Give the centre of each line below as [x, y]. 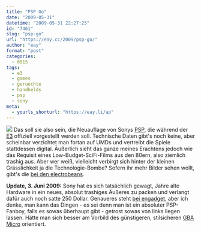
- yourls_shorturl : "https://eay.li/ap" [63, 112]
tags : [13, 67]
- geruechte [27, 84]
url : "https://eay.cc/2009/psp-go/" [52, 40]
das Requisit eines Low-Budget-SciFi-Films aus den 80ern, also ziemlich [96, 155]
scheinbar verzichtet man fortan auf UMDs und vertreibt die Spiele [88, 143]
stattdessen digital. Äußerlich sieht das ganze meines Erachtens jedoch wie [100, 149]
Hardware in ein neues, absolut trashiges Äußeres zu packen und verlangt [98, 192]
